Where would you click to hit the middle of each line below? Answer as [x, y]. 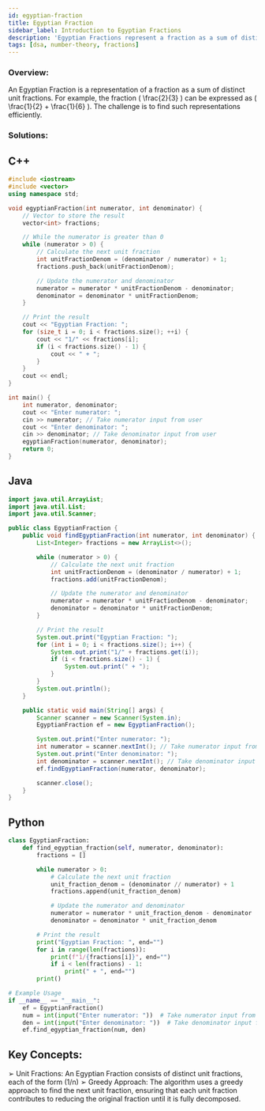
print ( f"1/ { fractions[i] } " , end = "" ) [110, 957]
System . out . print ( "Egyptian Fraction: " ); [107, 637]
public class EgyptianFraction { [63, 528]
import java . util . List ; [47, 507]
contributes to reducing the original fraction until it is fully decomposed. [125, 1099]
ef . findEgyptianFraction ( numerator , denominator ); [121, 769]
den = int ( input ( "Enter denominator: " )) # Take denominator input [137, 1022]
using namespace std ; [44, 194]
